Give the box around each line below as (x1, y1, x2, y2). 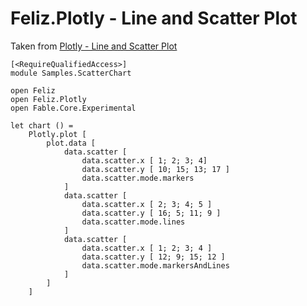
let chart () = (10, 120, 74, 131)
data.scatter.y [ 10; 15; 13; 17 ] (81, 164, 230, 174)
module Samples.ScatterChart (10, 68, 132, 78)
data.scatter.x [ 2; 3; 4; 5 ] (81, 199, 213, 209)
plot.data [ (46, 138, 97, 148)
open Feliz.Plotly (10, 94, 87, 104)
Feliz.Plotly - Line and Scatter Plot (10, 7, 298, 30)
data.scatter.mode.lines (81, 217, 186, 227)
